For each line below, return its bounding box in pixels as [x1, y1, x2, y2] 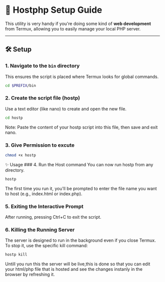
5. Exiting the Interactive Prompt [5, 203, 83, 210]
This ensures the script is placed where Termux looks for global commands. [5, 74, 159, 79]
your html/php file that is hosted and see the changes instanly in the [5, 266, 143, 272]
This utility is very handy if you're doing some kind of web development [5, 21, 151, 26]
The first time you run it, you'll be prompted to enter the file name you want [5, 185, 157, 191]
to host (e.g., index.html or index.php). [5, 191, 82, 197]
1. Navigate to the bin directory [5, 62, 80, 69]
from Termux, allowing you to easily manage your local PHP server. [5, 26, 141, 31]
